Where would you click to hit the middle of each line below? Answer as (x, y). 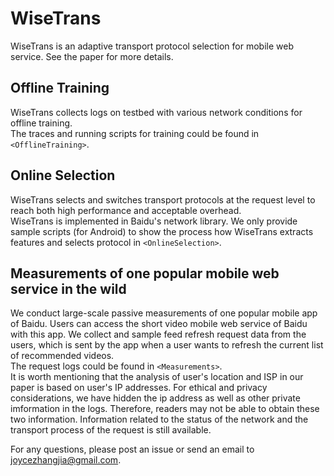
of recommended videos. (62, 356)
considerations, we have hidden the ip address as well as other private (155, 398)
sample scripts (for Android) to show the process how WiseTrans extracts (162, 231)
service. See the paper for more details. (92, 56)
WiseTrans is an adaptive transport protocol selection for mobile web (152, 46)
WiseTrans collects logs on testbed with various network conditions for (156, 112)
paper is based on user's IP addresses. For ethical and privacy (139, 388)
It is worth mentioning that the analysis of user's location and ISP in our (157, 377)
